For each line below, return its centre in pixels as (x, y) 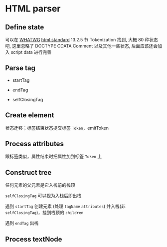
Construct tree (28, 172)
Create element (30, 115)
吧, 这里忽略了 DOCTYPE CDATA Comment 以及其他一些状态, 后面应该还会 (82, 46)
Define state (25, 27)
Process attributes (34, 144)
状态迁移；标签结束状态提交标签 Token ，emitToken (57, 128)
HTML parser (33, 9)
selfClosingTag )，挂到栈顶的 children (44, 213)
